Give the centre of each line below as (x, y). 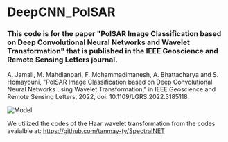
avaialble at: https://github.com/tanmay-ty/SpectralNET (86, 131)
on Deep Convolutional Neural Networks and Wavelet (99, 42)
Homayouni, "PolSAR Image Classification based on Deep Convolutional (110, 82)
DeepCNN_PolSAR (61, 12)
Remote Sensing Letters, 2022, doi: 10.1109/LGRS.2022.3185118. (98, 97)
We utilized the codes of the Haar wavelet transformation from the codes (111, 124)
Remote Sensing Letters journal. (62, 60)
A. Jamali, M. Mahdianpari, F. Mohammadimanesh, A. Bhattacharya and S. (113, 75)
